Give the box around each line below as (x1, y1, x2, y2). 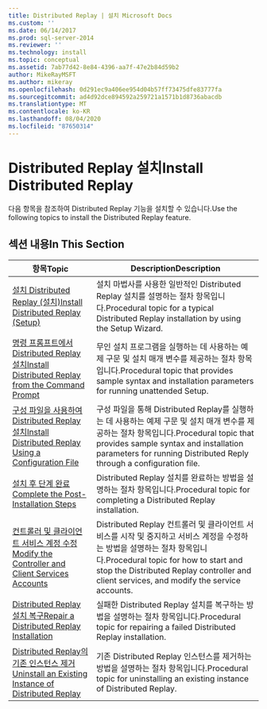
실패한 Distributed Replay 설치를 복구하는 (96, 599, 245, 610)
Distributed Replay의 (12, 645, 89, 657)
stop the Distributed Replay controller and (96, 565, 252, 576)
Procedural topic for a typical (106, 302, 215, 314)
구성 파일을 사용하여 (12, 404, 83, 415)
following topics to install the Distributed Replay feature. (8, 212, 192, 222)
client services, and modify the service (96, 575, 241, 586)
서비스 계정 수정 (21, 538, 78, 549)
